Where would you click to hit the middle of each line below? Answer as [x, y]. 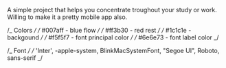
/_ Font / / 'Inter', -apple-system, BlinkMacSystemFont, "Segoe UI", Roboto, [113, 51]
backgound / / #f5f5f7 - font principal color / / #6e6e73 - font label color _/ [113, 37]
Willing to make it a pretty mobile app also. [67, 17]
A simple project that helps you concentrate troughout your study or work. [112, 10]
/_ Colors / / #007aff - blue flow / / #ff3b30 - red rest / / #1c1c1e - [99, 30]
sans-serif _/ [25, 58]
